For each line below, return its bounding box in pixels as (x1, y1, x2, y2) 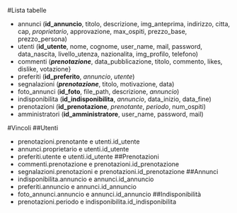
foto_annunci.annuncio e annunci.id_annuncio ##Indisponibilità (17, 190, 202, 198)
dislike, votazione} (17, 65, 71, 73)
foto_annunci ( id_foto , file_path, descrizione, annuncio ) (17, 88, 180, 96)
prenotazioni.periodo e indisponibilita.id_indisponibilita (17, 197, 177, 206)
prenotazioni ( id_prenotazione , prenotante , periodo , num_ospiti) (17, 103, 207, 110)
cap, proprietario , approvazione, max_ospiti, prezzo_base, (17, 28, 187, 35)
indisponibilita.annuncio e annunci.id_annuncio (17, 175, 154, 183)
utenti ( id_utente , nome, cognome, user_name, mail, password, (17, 42, 203, 50)
